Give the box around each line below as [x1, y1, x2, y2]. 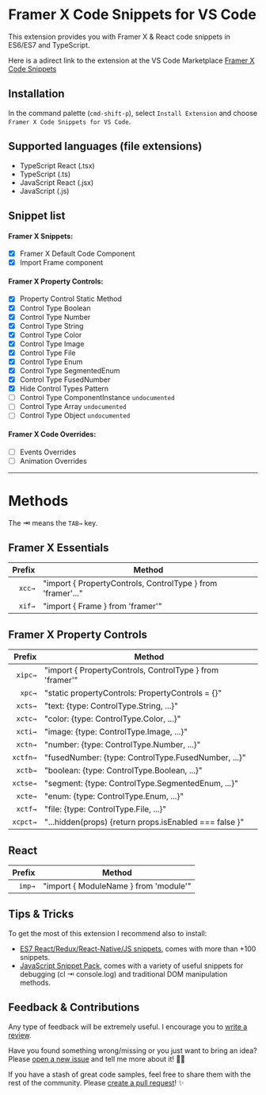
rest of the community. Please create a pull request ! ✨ [8, 1078, 184, 1087]
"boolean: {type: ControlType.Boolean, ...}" [44, 765, 203, 776]
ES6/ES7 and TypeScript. [8, 40, 90, 49]
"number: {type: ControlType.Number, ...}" [44, 739, 201, 750]
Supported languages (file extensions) [8, 140, 203, 153]
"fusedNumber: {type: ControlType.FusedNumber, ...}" [44, 752, 247, 763]
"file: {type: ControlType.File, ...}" [44, 804, 167, 815]
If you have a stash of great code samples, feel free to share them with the [8, 1070, 252, 1079]
